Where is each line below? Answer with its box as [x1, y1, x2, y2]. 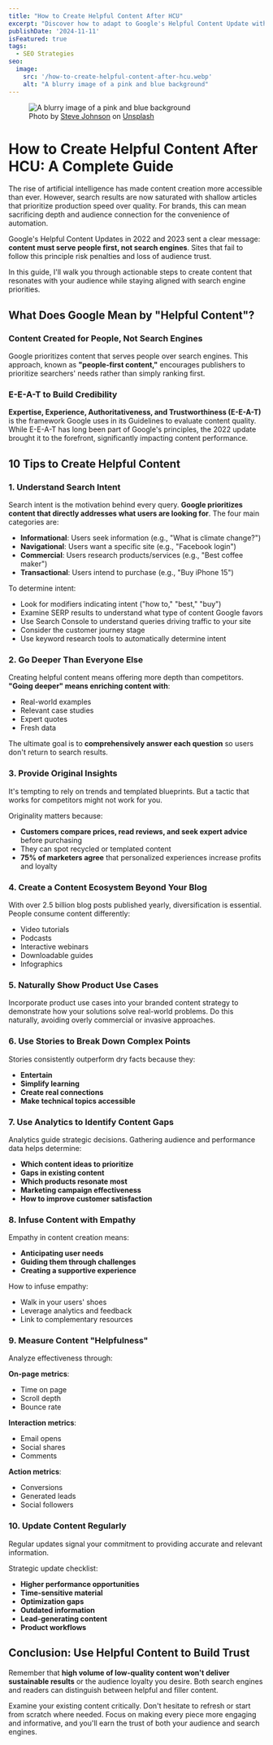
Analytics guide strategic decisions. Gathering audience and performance [8, 1134, 256, 1145]
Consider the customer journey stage [19, 625, 145, 635]
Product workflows [19, 1622, 87, 1632]
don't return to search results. [8, 747, 108, 758]
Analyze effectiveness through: [8, 1353, 113, 1363]
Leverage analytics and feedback [19, 1306, 132, 1316]
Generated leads [19, 1492, 76, 1501]
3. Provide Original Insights [8, 767, 118, 779]
